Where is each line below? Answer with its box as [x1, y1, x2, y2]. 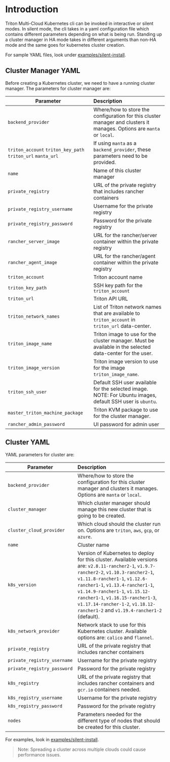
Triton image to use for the [93, 330, 156, 338]
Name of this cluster [93, 167, 142, 174]
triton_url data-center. [93, 322, 151, 329]
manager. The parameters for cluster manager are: [5, 85, 111, 91]
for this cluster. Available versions [77, 556, 158, 563]
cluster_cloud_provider [8, 527, 65, 533]
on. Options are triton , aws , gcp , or [77, 526, 160, 534]
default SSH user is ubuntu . [93, 397, 157, 405]
